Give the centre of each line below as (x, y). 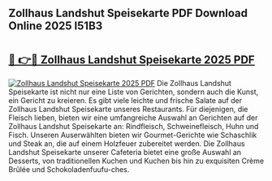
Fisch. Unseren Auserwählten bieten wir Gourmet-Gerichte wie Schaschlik (133, 135)
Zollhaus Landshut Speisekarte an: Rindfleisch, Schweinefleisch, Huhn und (134, 126)
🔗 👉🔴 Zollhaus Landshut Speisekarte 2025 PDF (132, 60)
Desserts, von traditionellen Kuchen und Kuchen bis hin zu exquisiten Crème (136, 161)
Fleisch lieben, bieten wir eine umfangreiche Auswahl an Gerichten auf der (133, 118)
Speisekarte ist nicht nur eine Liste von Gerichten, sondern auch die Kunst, (134, 92)
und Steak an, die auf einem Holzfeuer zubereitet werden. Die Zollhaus (127, 144)
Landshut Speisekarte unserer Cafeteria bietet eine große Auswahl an (125, 152)
